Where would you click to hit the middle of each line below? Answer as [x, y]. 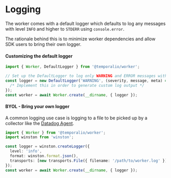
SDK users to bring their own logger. [43, 44]
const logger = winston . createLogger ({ [48, 146]
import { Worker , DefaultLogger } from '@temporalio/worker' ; [73, 67]
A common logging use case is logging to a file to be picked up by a [76, 118]
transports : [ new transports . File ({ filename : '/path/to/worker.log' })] [90, 161]
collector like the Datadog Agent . [40, 123]
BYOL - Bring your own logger [37, 106]
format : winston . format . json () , [44, 156]
